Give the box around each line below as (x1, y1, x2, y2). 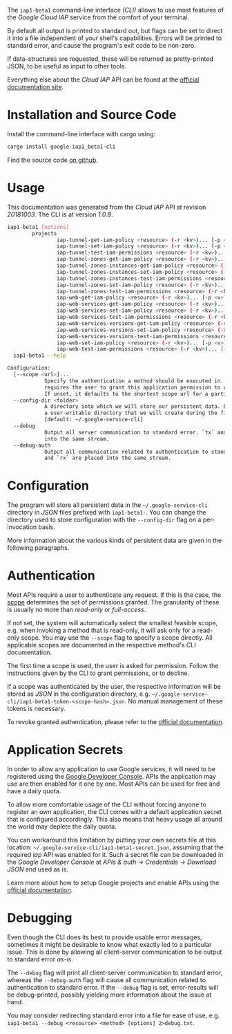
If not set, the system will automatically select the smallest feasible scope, (7, 619, 218, 627)
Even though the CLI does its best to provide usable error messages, (7, 933, 202, 941)
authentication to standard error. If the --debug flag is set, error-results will (7, 984, 219, 991)
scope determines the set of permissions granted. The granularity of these (7, 598, 220, 607)
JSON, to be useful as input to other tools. (7, 62, 126, 70)
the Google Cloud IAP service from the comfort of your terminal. (7, 13, 190, 21)
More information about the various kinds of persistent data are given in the (7, 536, 222, 545)
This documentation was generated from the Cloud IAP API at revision (7, 203, 206, 211)
